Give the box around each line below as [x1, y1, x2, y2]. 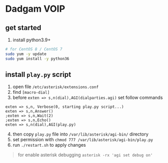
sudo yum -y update [5, 51, 47, 57]
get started [5, 23, 42, 32]
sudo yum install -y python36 [5, 56, 70, 61]
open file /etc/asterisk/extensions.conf [12, 84, 99, 90]
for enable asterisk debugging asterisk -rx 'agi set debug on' [17, 152, 153, 158]
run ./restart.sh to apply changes [12, 142, 86, 148]
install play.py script [5, 70, 71, 79]
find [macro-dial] [12, 89, 50, 95]
